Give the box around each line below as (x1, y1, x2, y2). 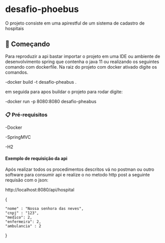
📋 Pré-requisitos (5, 111, 47, 118)
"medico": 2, (5, 215, 32, 220)
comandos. (5, 69, 28, 75)
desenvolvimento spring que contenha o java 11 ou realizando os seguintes (5, 59, 159, 65)
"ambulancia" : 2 (5, 224, 41, 229)
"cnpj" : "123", (5, 210, 39, 216)
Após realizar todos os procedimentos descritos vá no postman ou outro (5, 166, 154, 172)
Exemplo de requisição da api (5, 155, 67, 161)
